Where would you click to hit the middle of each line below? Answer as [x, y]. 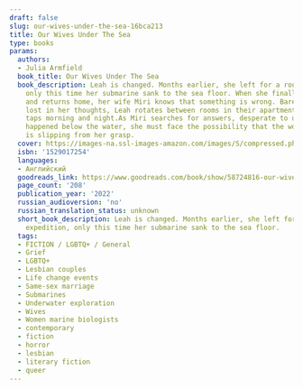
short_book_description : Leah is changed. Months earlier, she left [149, 219]
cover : [30, 144]
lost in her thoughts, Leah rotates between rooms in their [141, 110]
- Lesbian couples [52, 270]
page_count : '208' [52, 186]
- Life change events [58, 278]
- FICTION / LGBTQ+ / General [74, 245]
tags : [28, 236]
